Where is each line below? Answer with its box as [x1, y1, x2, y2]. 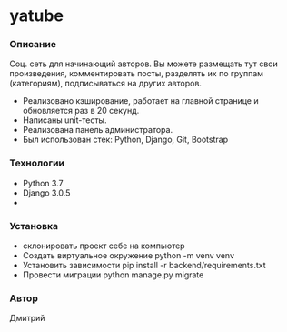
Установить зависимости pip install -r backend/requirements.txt [22, 260, 266, 271]
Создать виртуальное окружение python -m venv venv [22, 250, 234, 261]
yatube [9, 5, 64, 26]
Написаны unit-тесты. [22, 115, 107, 126]
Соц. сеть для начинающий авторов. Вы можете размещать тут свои [9, 58, 279, 69]
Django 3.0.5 [22, 187, 71, 198]
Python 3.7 [22, 177, 64, 188]
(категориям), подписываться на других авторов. [9, 78, 203, 89]
